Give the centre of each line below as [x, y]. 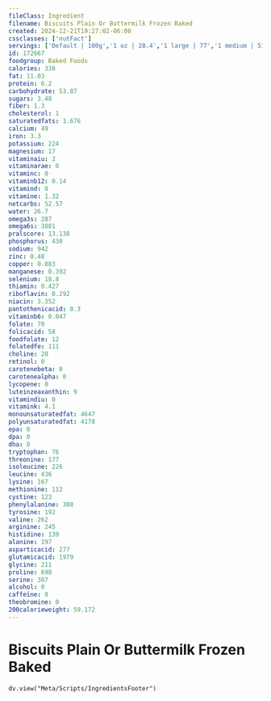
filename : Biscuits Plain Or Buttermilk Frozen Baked [101, 23]
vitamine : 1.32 [34, 196]
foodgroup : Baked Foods [48, 61]
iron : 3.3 [25, 136]
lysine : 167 [28, 482]
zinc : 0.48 [27, 256]
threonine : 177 [34, 459]
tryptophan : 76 [34, 452]
